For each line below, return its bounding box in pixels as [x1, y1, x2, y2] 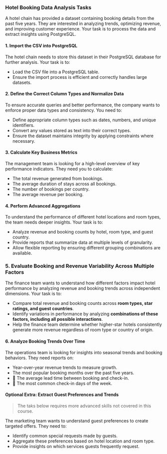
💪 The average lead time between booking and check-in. [12, 375, 129, 381]
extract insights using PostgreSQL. [5, 31, 76, 37]
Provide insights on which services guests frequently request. [12, 443, 140, 449]
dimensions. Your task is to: [5, 291, 62, 297]
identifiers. [12, 122, 35, 128]
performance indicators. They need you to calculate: [5, 166, 113, 172]
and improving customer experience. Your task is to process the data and [5, 26, 156, 32]
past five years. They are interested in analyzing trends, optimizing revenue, [5, 20, 161, 26]
